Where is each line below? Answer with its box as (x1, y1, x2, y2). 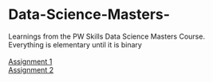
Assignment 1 (8, 57, 53, 66)
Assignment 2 (8, 65, 54, 74)
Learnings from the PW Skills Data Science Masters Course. (8, 32, 206, 41)
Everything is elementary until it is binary (8, 39, 142, 49)
